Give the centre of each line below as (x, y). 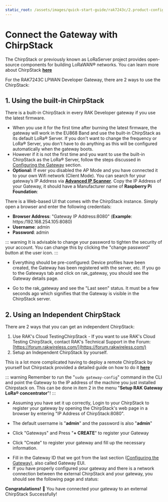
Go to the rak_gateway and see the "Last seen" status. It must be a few (85, 288)
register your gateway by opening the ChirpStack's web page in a (80, 408)
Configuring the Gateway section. (47, 165)
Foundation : (25, 192)
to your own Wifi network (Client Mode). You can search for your (79, 176)
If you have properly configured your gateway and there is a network (83, 468)
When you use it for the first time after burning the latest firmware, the (85, 128)
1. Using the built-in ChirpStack (55, 101)
